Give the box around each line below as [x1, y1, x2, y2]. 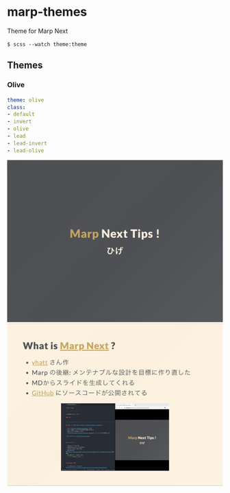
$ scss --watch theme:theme [7, 40, 88, 48]
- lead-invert [7, 140, 48, 147]
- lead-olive [7, 147, 44, 154]
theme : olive [7, 97, 44, 104]
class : [7, 104, 26, 110]
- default [7, 111, 36, 118]
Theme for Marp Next [7, 27, 68, 35]
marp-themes [7, 4, 88, 20]
